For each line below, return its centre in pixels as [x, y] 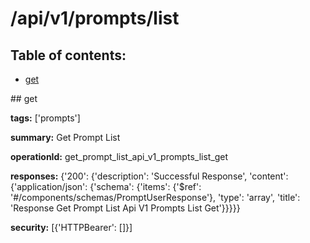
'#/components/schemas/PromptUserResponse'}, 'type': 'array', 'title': [155, 197]
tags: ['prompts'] [45, 118]
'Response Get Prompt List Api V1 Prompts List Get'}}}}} [125, 208]
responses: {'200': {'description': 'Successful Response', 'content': [149, 176]
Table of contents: [68, 55]
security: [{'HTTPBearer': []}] [71, 227]
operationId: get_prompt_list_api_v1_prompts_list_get [119, 156]
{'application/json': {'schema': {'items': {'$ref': [106, 186]
